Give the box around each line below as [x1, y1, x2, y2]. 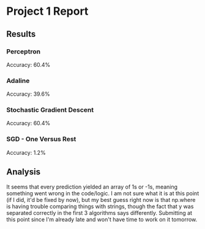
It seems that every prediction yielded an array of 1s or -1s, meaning [6, 183, 178, 190]
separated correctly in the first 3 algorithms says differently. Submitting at [6, 209, 193, 216]
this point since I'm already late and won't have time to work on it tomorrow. [6, 215, 198, 223]
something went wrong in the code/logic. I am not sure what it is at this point [6, 189, 199, 197]
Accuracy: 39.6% [6, 90, 50, 98]
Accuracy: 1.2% [6, 149, 46, 156]
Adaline [6, 76, 30, 85]
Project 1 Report [6, 4, 89, 18]
